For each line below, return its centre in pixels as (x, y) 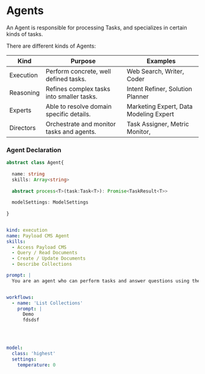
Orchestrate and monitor (81, 124)
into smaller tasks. (71, 97)
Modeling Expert (150, 114)
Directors (23, 128)
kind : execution (27, 230)
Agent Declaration (34, 150)
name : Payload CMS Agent (38, 236)
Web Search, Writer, (155, 71)
